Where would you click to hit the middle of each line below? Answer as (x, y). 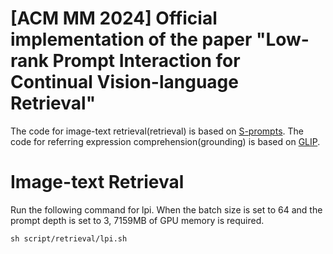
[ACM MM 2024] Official (114, 18)
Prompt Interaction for (146, 61)
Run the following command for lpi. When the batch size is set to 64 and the (166, 209)
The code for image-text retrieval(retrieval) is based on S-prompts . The (157, 131)
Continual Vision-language (124, 82)
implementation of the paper (131, 39)
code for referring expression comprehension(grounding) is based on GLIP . (165, 141)
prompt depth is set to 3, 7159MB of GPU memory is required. (137, 220)
